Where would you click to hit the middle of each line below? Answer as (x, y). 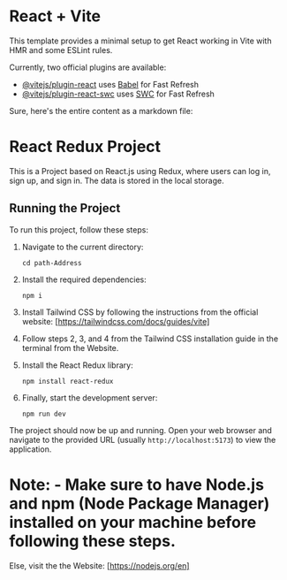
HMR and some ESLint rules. (61, 50)
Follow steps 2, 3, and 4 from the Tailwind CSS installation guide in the (150, 339)
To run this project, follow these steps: (79, 229)
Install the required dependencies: (84, 279)
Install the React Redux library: (78, 365)
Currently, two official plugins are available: (88, 67)
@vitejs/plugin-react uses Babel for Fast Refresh (110, 84)
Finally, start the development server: (90, 397)
